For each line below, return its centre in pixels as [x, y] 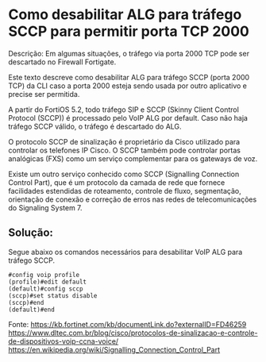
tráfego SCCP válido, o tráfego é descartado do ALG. [95, 126]
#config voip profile [44, 275]
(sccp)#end [26, 302]
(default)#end [32, 310]
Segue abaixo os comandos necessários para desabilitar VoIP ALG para [125, 252]
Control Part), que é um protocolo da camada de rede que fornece [117, 182]
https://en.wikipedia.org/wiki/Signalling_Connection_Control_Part [114, 349]
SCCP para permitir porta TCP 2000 [129, 31]
